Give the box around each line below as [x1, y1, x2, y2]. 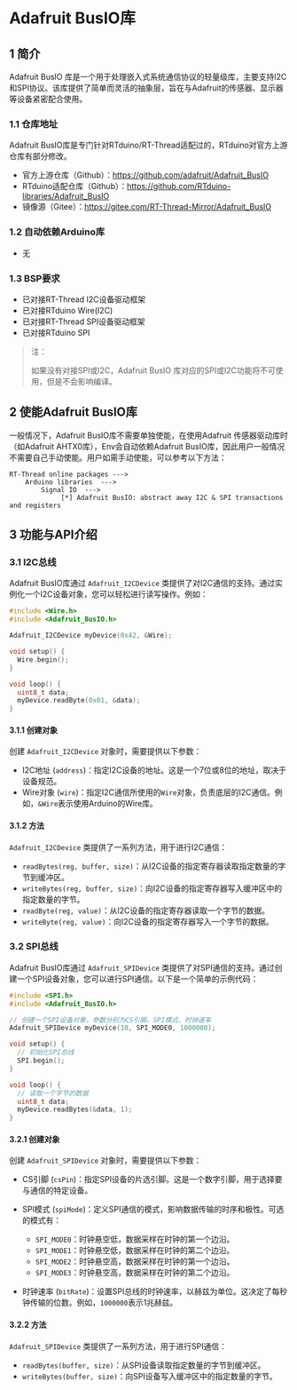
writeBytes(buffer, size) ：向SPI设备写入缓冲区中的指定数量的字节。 [21, 1370, 277, 1381]
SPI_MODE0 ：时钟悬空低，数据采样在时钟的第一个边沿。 [35, 1234, 235, 1244]
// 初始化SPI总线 [17, 1048, 74, 1057]
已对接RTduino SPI [21, 327, 90, 338]
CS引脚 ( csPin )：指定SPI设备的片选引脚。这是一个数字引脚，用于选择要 [21, 1174, 283, 1185]
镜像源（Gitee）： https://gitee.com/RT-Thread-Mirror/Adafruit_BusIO [21, 202, 272, 212]
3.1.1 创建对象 [9, 725, 58, 735]
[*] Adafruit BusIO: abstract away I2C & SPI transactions [60, 493, 284, 502]
